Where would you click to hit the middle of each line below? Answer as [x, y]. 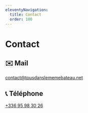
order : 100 [21, 19]
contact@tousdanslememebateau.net [44, 78]
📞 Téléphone [24, 93]
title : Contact [26, 15]
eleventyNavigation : [27, 10]
